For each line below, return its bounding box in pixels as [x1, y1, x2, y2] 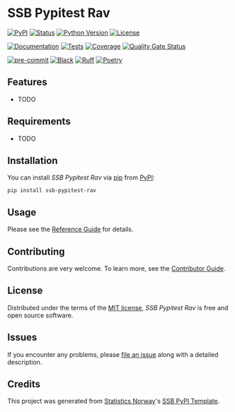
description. [7, 358, 42, 366]
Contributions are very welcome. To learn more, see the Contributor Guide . [7, 264, 226, 273]
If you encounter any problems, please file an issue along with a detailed [7, 350, 219, 358]
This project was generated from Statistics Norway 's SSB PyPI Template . [7, 397, 220, 406]
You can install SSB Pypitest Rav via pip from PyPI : [7, 173, 155, 182]
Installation [7, 154, 58, 167]
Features [7, 76, 47, 88]
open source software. [7, 311, 74, 319]
